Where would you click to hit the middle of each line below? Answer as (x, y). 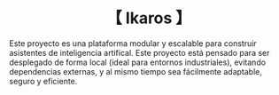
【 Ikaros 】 (149, 18)
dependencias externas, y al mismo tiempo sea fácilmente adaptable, (136, 71)
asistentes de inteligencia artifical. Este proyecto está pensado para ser (139, 52)
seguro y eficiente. (43, 81)
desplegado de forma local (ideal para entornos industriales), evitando (138, 62)
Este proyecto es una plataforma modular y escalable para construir (133, 43)
